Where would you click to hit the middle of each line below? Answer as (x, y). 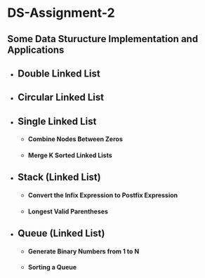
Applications (36, 49)
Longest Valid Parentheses (68, 211)
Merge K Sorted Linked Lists (70, 155)
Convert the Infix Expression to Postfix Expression (103, 195)
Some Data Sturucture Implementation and (103, 39)
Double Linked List (59, 73)
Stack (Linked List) (59, 177)
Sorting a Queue (52, 267)
